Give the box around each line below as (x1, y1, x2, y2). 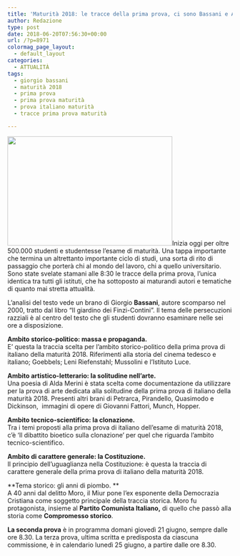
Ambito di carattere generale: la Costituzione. (7, 452, 146, 460)
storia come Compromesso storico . (7, 511, 114, 520)
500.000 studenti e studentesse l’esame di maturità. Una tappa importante (7, 246, 226, 255)
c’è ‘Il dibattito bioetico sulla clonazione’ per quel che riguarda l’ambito (7, 430, 214, 439)
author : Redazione (7, 17, 62, 24)
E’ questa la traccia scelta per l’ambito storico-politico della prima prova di (7, 342, 226, 350)
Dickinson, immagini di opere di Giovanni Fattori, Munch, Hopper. (7, 401, 201, 410)
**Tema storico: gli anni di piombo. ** (7, 481, 119, 490)
